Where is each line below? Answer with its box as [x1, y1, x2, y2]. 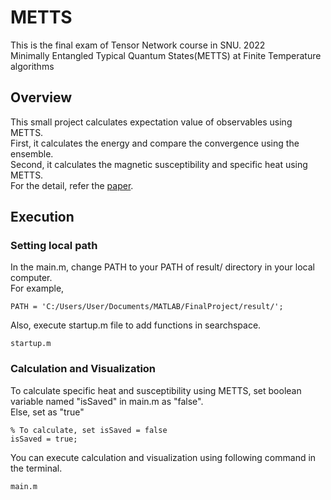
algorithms [10, 60, 55, 72]
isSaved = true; [10, 434, 78, 444]
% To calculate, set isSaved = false [10, 425, 168, 435]
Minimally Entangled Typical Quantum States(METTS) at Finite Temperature [10, 49, 322, 61]
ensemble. [10, 147, 54, 160]
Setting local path [10, 239, 98, 253]
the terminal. [10, 462, 63, 474]
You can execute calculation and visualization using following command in [10, 451, 317, 463]
